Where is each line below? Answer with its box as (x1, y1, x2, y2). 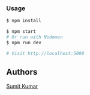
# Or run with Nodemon (6, 34, 63, 40)
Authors (6, 67, 38, 77)
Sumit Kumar (6, 82, 38, 90)
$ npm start (6, 29, 36, 35)
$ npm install (6, 18, 42, 24)
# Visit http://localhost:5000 (6, 50, 85, 56)
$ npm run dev (6, 39, 42, 45)
